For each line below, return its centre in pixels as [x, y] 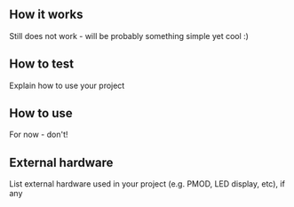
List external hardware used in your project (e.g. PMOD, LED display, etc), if [147, 184]
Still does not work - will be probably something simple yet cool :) [129, 36]
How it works [46, 15]
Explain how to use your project [67, 85]
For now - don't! [39, 135]
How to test [41, 64]
